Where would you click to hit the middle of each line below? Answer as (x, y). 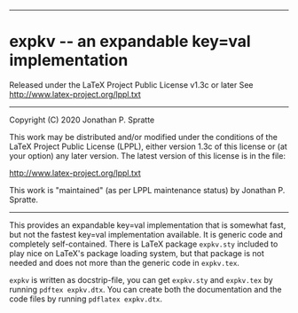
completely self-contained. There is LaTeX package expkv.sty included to (144, 244)
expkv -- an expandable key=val (130, 42)
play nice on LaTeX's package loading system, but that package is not (137, 253)
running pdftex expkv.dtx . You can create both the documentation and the (145, 289)
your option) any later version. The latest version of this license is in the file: (148, 155)
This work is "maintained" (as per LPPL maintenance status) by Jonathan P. (147, 190)
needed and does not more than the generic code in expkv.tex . (124, 262)
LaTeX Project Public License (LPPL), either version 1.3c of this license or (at (149, 146)
